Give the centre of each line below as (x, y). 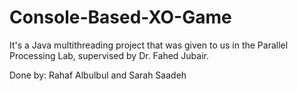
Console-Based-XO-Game (120, 17)
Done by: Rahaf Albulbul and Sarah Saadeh (98, 75)
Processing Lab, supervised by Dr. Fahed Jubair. (109, 55)
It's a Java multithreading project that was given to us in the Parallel (149, 45)
